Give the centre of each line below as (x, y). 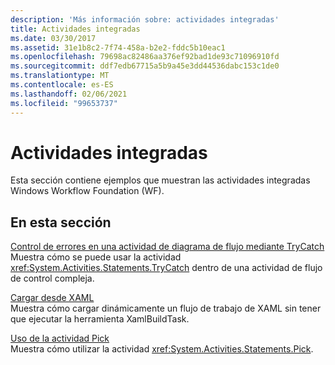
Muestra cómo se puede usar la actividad (96, 257)
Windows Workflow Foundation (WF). (87, 191)
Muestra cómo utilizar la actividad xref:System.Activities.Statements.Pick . (162, 349)
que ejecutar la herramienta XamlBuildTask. (100, 319)
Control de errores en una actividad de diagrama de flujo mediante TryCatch (167, 247)
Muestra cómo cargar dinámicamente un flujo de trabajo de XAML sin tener (166, 308)
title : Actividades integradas (75, 29)
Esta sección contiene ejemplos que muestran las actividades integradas (160, 180)
